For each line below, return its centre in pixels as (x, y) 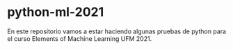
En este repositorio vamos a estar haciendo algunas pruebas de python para (117, 31)
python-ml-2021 (56, 12)
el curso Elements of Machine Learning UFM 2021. (80, 38)
